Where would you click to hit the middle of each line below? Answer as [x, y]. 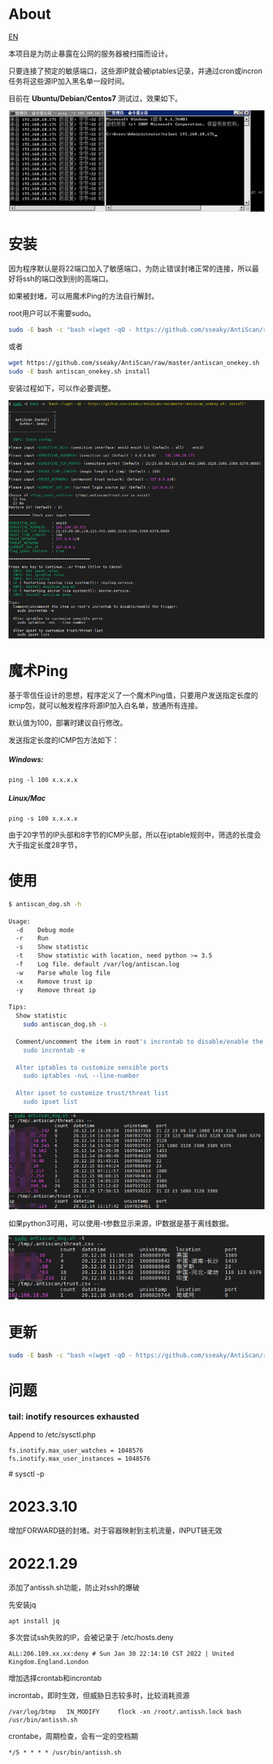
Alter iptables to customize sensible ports [92, 1067]
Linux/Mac [27, 798]
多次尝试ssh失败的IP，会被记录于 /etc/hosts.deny [91, 1637]
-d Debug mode [45, 930]
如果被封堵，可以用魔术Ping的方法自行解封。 [84, 296]
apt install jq [34, 1621]
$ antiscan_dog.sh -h [45, 904]
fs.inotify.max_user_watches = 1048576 [76, 1450]
